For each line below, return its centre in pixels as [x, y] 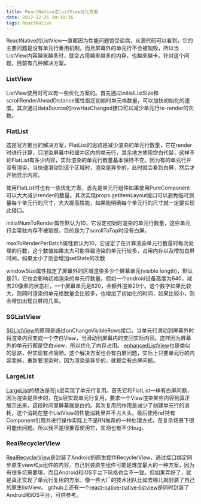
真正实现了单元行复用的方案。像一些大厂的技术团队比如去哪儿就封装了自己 [103, 479]
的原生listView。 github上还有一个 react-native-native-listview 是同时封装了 [98, 487]
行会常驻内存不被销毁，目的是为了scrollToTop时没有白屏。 [78, 230]
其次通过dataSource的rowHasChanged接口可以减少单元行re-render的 [103, 108]
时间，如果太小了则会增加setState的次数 [56, 258]
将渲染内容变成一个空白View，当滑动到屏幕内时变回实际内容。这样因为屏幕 [99, 338]
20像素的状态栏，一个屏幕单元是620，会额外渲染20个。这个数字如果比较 [101, 286]
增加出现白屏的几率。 [37, 301]
